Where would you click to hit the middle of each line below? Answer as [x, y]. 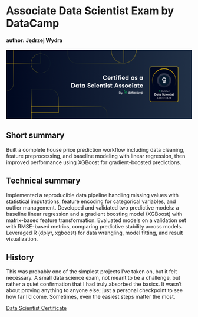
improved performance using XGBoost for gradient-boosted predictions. [94, 162]
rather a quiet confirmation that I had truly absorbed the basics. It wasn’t [94, 284]
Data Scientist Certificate [37, 308]
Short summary [35, 135]
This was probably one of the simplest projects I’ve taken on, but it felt [92, 272]
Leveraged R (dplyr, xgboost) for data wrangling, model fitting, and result [95, 233]
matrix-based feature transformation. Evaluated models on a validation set [96, 220]
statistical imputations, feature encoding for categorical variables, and [91, 201]
